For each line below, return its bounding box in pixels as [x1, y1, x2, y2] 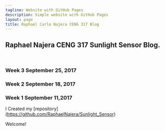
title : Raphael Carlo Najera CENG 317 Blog [5, 21, 100, 27]
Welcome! [5, 121, 27, 127]
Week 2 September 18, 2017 [5, 80, 76, 87]
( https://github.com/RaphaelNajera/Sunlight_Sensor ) [5, 111, 116, 117]
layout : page [5, 17, 33, 22]
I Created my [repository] [5, 106, 59, 112]
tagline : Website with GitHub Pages [5, 7, 83, 13]
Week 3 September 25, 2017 [5, 67, 77, 74]
